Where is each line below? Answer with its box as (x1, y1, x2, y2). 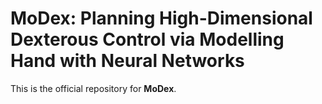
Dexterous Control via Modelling (10, 28, 285, 51)
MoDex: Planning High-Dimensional (10, 7, 313, 30)
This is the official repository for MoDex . (10, 82, 177, 94)
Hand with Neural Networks (10, 50, 245, 72)
